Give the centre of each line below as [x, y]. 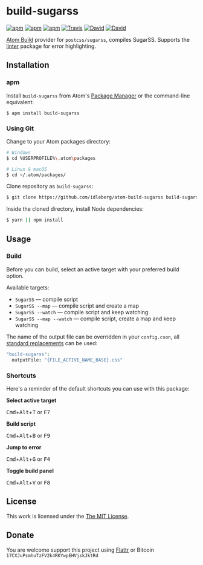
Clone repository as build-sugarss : [50, 187]
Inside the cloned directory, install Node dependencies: [75, 209]
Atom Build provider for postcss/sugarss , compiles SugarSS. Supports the [98, 39]
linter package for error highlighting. [51, 46]
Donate [20, 535]
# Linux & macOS [27, 169]
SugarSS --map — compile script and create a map [77, 306]
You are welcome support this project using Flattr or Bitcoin [80, 550]
